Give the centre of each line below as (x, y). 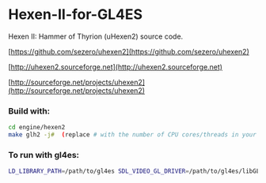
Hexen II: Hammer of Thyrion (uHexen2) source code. (96, 36)
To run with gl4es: (44, 155)
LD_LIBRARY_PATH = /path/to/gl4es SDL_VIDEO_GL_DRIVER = (99, 171)
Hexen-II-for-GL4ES (76, 15)
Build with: (29, 110)
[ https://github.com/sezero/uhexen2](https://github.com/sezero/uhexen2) (129, 51)
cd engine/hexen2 (37, 128)
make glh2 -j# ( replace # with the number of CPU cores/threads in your (133, 135)
